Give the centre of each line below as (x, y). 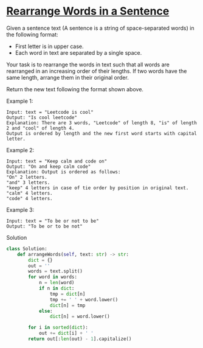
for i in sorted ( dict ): (58, 328)
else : (46, 311)
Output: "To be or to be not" (45, 226)
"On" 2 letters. (27, 177)
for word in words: (53, 277)
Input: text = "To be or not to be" (53, 221)
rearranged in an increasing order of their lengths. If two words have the (97, 71)
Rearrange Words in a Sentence (88, 11)
